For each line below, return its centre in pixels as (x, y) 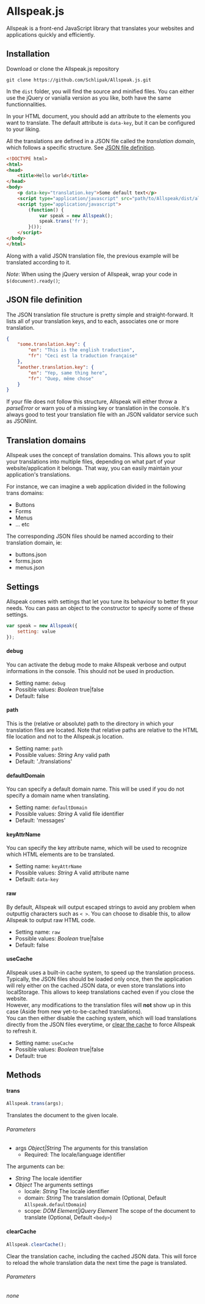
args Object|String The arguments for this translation (81, 1148)
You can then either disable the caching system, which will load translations (102, 1018)
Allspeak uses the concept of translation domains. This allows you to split (99, 455)
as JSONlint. (22, 421)
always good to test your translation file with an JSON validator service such (102, 415)
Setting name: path (39, 748)
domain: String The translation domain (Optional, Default (95, 1198)
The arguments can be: (36, 1166)
